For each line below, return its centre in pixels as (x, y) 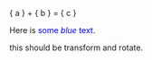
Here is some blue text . (52, 30)
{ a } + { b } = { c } (43, 13)
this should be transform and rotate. (76, 47)
